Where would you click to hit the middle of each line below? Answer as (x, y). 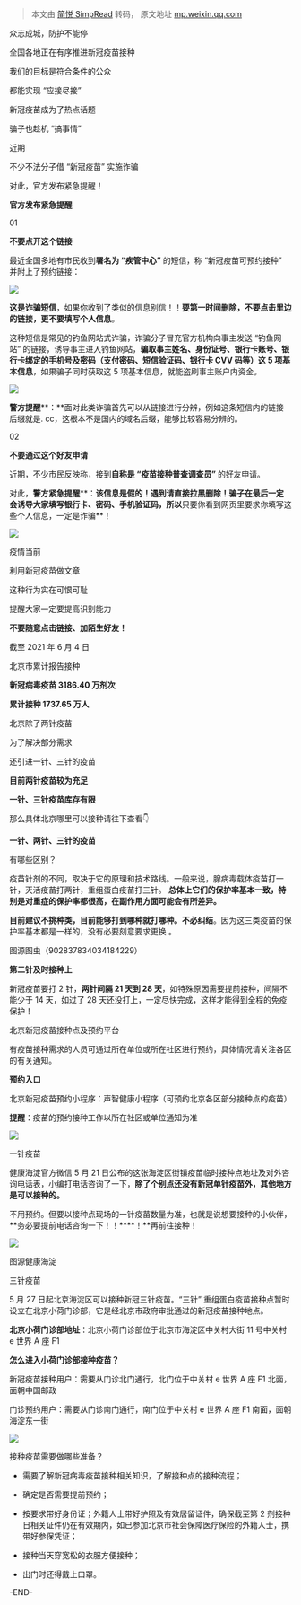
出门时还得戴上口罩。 (61, 1574)
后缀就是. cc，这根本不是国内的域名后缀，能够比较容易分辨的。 (126, 418)
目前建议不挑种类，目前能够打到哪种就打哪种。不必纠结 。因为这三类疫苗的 (146, 920)
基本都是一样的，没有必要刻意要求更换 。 (100, 931)
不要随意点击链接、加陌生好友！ (68, 628)
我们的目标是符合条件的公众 (60, 71)
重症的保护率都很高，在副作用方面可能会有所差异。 (127, 901)
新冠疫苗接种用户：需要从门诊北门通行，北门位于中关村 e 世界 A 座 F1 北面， (150, 1379)
